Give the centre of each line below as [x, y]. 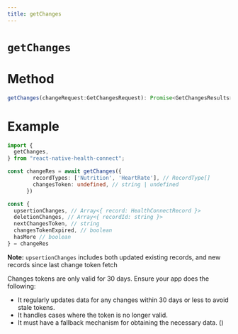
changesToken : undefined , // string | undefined [106, 184]
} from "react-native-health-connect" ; [66, 158]
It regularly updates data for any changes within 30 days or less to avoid [123, 300]
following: [22, 286]
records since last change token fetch [63, 264]
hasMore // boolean [42, 237]
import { [20, 145]
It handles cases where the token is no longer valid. [92, 315]
